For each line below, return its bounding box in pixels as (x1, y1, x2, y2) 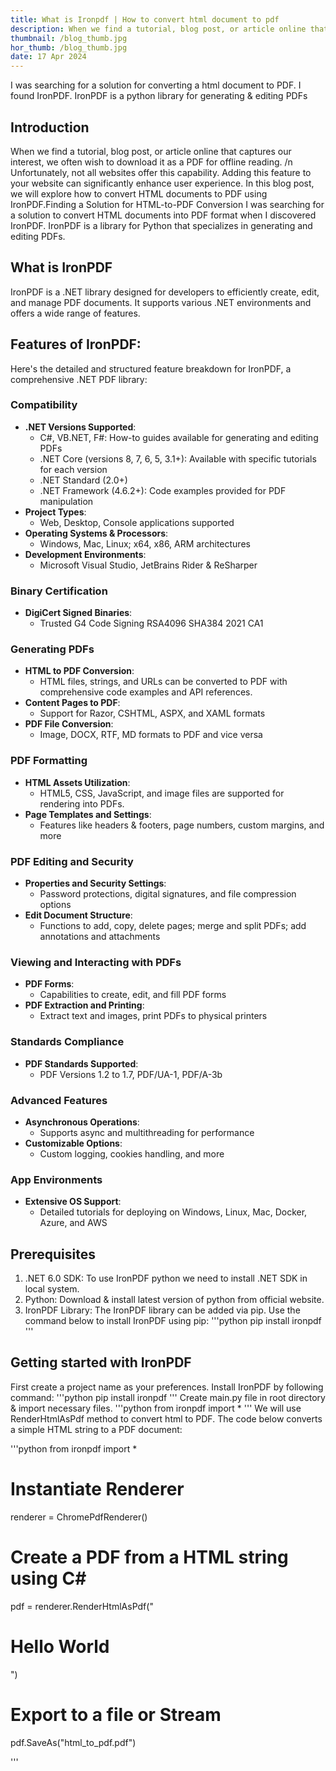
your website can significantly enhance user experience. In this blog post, (10, 177, 315, 189)
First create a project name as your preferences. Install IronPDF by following (10, 1381, 324, 1393)
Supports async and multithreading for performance (39, 1126, 255, 1138)
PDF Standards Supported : (24, 1057, 139, 1070)
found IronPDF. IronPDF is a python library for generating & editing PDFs (10, 90, 308, 102)
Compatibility (10, 398, 78, 412)
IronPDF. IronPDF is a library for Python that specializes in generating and (10, 219, 313, 231)
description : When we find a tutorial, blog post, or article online (10, 24, 307, 34)
